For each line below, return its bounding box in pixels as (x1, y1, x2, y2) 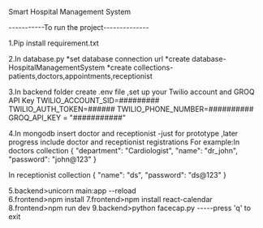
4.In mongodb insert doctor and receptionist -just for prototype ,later (8, 129, 239, 138)
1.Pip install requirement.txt (8, 38, 99, 48)
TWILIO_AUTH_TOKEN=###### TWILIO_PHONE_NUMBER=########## (8, 105, 254, 114)
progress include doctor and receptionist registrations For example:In (8, 137, 240, 147)
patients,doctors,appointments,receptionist (8, 71, 153, 80)
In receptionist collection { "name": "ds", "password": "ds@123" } (8, 170, 227, 179)
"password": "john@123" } (8, 154, 97, 164)
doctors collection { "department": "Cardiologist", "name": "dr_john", (8, 146, 238, 155)
